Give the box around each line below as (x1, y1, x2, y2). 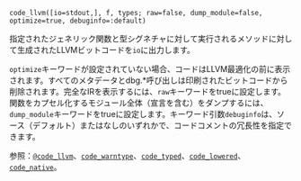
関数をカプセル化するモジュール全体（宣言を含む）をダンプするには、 (9, 97, 269, 108)
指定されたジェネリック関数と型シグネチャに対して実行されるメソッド (9, 33, 270, 44)
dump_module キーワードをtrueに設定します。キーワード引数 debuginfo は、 (9, 109, 278, 119)
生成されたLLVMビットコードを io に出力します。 (16, 45, 196, 55)
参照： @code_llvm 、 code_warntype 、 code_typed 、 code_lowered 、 (9, 150, 246, 161)
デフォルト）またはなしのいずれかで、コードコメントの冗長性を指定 (32, 120, 285, 131)
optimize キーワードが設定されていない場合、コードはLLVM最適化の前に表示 (9, 64, 291, 74)
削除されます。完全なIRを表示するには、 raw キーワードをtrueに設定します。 (9, 86, 286, 96)
